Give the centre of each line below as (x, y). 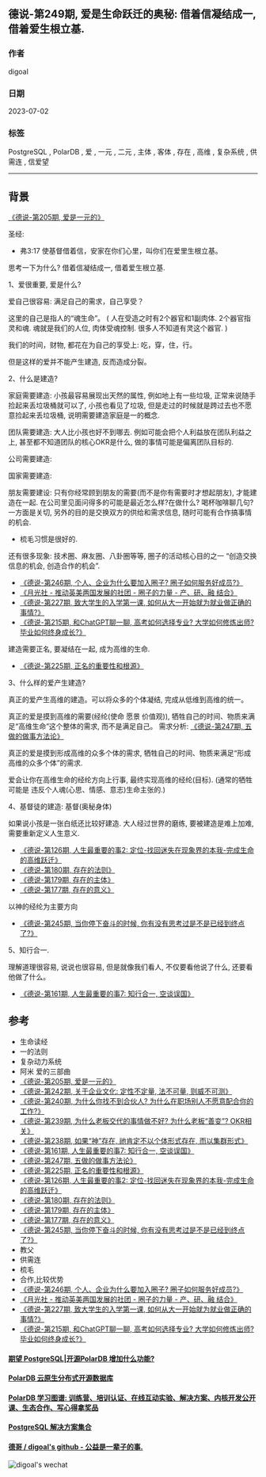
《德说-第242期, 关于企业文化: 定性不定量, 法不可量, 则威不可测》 (126, 1091)
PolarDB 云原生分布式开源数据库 (61, 1378)
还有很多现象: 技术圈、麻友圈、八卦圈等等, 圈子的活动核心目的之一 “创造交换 (133, 556)
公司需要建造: (30, 459)
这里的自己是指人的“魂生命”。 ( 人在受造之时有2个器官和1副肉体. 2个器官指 (130, 319)
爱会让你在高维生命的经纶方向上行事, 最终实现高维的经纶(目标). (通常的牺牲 (131, 780)
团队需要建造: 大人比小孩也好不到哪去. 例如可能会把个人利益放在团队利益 (127, 432)
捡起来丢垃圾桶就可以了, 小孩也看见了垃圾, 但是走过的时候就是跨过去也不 (127, 406)
